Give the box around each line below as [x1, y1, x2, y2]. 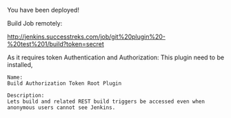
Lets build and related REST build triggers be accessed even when [7, 98, 205, 105]
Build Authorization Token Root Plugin [7, 80, 122, 87]
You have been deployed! [7, 6, 79, 14]
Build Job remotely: [7, 19, 63, 27]
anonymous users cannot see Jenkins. [7, 104, 116, 111]
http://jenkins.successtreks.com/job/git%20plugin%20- [7, 32, 166, 41]
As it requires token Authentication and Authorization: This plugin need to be [7, 53, 225, 61]
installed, [7, 61, 33, 68]
